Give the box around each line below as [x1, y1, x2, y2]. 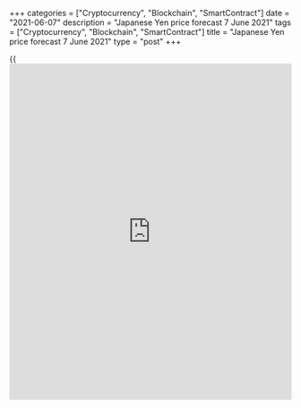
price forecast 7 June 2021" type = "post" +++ [9, 36, 182, 47]
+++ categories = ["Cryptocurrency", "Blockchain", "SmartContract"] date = [9, 8, 290, 18]
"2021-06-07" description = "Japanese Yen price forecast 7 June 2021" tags [9, 17, 291, 28]
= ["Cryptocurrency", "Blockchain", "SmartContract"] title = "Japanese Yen [9, 27, 285, 37]
